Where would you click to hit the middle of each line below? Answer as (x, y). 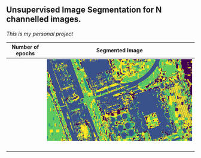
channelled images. (44, 20)
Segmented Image (119, 50)
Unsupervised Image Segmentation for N (84, 10)
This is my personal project (40, 34)
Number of (25, 47)
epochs (25, 53)
